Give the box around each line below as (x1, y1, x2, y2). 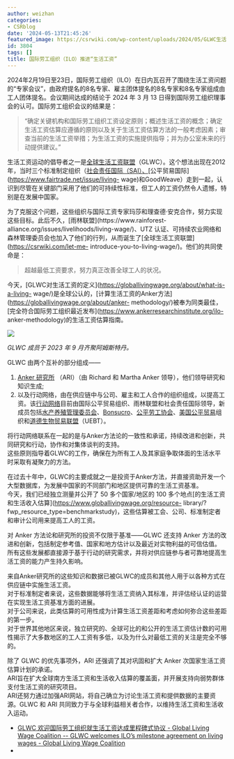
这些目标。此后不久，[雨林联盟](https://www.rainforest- (7, 216, 167, 224)
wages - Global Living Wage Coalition (17, 739, 125, 747)
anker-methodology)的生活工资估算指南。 (7, 315, 127, 324)
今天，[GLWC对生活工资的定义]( (7, 280, 100, 289)
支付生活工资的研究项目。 (7, 682, 81, 691)
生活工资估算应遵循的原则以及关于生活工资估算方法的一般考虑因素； (24, 125, 220, 133)
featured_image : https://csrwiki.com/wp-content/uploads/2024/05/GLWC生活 (7, 36, 227, 43)
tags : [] (7, 50, 33, 57)
